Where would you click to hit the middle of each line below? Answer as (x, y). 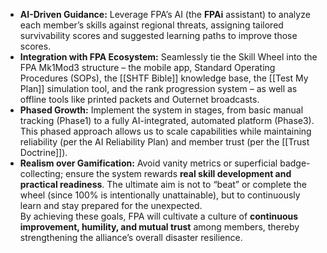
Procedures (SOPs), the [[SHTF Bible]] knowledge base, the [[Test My (164, 78)
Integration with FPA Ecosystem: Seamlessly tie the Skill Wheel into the (168, 57)
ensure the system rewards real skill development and (178, 173)
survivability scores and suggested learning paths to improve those (158, 35)
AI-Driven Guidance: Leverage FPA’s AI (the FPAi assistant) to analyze (165, 14)
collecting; (41, 173)
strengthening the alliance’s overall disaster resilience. (131, 237)
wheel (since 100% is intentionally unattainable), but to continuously (160, 195)
